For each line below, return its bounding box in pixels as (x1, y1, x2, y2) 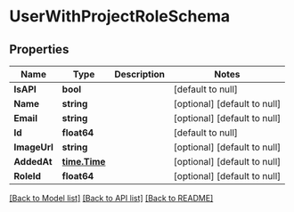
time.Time (61, 156, 106, 167)
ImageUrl (13, 141, 53, 153)
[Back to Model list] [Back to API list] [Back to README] (9, 193, 214, 203)
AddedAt (13, 156, 53, 167)
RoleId (13, 170, 42, 182)
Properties (9, 42, 69, 57)
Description (114, 69, 166, 80)
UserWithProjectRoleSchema (9, 6, 230, 27)
